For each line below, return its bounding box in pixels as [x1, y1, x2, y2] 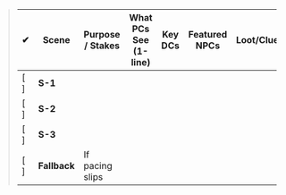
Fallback [38, 160, 75, 172]
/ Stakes [83, 39, 120, 52]
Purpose [83, 29, 121, 40]
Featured [188, 29, 228, 40]
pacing [83, 160, 113, 172]
